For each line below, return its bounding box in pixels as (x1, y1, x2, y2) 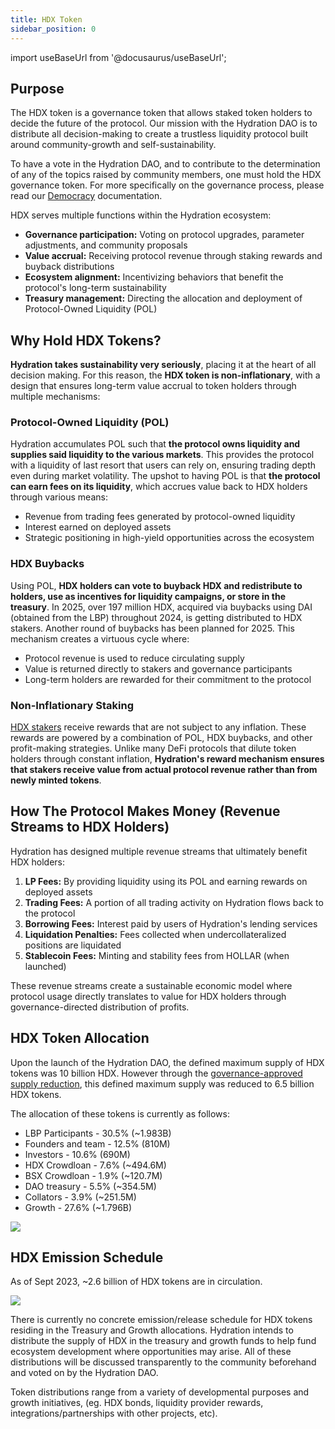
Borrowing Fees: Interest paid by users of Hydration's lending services (24, 917, 318, 930)
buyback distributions (24, 261, 115, 273)
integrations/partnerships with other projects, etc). (10, 1407, 218, 1420)
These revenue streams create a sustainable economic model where (10, 979, 293, 991)
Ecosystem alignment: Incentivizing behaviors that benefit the (24, 271, 284, 283)
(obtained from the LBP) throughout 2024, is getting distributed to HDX (10, 611, 303, 623)
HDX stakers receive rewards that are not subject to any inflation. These (10, 721, 307, 733)
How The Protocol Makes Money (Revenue (10, 803, 281, 820)
